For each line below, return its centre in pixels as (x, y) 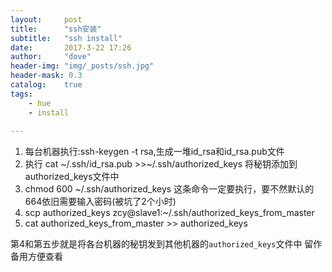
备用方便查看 (36, 257)
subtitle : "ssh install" (66, 38)
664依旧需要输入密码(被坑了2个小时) (100, 202)
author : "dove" (51, 57)
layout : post (46, 19)
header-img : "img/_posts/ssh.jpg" (82, 66)
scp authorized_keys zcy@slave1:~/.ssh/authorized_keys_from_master (169, 213)
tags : (21, 94)
